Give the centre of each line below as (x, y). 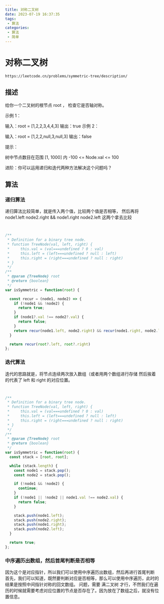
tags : (10, 19)
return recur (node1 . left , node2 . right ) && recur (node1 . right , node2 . (86, 331)
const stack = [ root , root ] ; (39, 457)
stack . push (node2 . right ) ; (40, 520)
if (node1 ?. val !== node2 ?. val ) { (49, 317)
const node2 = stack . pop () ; (42, 475)
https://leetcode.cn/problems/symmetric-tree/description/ (66, 76)
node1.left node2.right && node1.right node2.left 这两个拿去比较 (69, 217)
